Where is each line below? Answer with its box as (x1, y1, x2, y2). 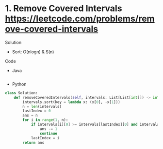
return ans (22, 140, 45, 145)
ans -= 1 (39, 126, 57, 131)
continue (39, 131, 57, 136)
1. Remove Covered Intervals (5, 3, 122, 14)
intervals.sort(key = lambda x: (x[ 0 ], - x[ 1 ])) (22, 100, 120, 104)
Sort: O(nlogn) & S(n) (12, 49, 54, 55)
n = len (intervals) (22, 104, 62, 109)
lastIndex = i (31, 135, 60, 140)
